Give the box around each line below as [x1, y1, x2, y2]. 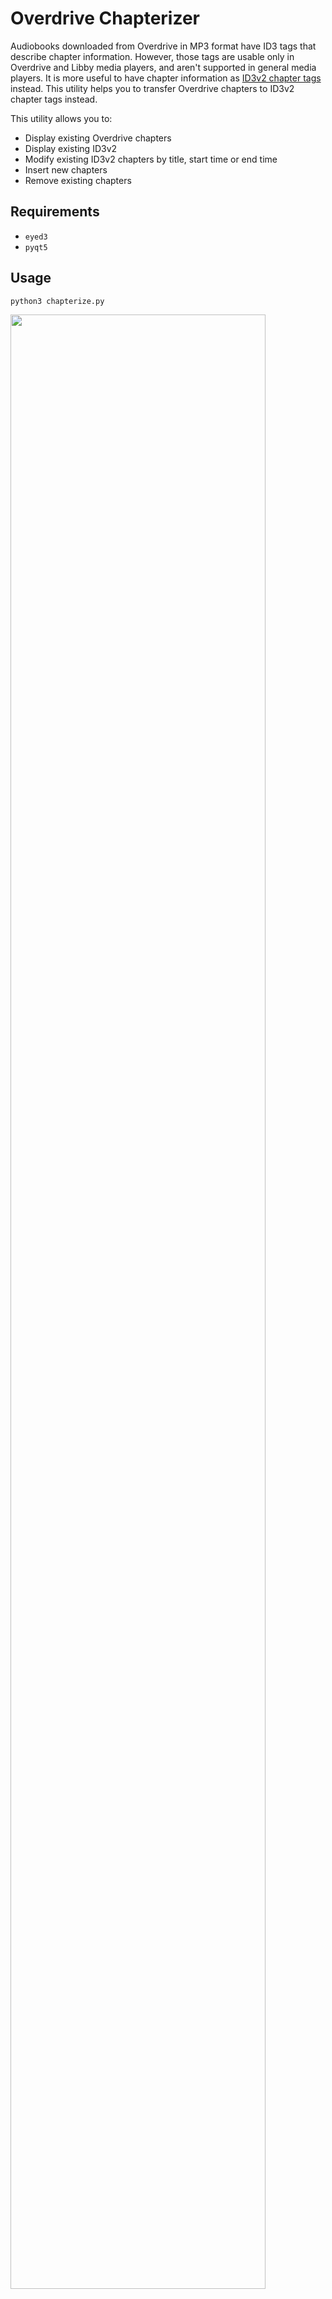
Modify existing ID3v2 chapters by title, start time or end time [24, 153, 278, 165]
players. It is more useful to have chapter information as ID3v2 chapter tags [10, 72, 322, 84]
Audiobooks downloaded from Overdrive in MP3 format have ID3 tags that [10, 40, 317, 52]
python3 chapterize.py [10, 296, 105, 306]
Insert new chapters [24, 163, 108, 176]
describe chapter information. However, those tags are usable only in [10, 50, 295, 62]
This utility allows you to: [10, 112, 113, 124]
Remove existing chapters [24, 174, 132, 186]
